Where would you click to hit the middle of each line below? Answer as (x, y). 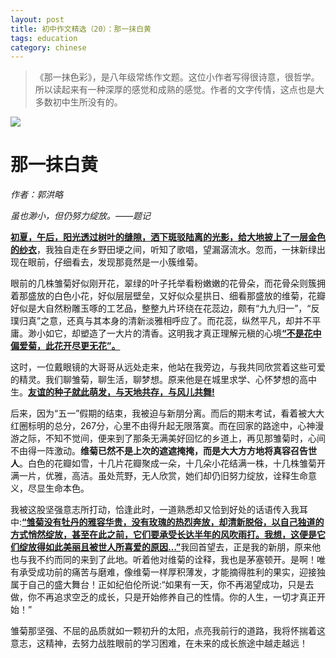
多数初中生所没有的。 (78, 102)
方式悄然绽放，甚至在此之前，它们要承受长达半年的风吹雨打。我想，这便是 (163, 535)
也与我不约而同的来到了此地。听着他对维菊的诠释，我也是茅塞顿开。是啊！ (163, 560)
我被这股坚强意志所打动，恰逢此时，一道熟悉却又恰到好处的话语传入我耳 (159, 510)
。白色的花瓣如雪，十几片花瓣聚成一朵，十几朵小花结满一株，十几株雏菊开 (172, 463)
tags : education (44, 38)
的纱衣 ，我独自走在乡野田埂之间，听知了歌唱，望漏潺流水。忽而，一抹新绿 (163, 250)
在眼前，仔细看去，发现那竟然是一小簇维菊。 (110, 262)
